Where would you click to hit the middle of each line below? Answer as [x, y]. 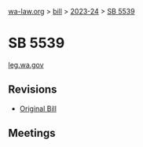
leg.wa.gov [26, 64]
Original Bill [38, 108]
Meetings [32, 133]
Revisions [33, 90]
